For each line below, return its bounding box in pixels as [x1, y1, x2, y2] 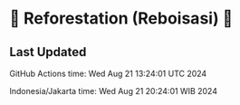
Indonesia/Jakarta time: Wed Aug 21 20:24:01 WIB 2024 [9, 86, 217, 96]
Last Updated [9, 44, 87, 60]
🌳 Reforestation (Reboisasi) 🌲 [9, 8, 234, 29]
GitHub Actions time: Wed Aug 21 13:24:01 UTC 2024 [9, 68, 207, 79]
